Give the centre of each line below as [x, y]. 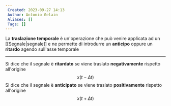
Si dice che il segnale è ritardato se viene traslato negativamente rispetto [83, 64]
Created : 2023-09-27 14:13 [36, 10]
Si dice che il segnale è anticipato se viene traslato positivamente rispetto [83, 85]
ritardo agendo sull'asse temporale [42, 49]
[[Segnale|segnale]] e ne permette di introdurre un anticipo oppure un [79, 44]
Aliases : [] [20, 19]
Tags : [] [17, 24]
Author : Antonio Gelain [33, 15]
